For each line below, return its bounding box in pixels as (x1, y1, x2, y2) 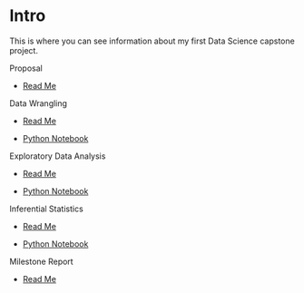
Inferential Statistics (9, 203, 83, 214)
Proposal (9, 63, 43, 73)
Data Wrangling (9, 97, 68, 109)
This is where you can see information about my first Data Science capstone (9, 35, 295, 46)
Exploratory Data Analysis (9, 151, 106, 161)
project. (9, 44, 39, 55)
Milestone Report (9, 256, 74, 267)
